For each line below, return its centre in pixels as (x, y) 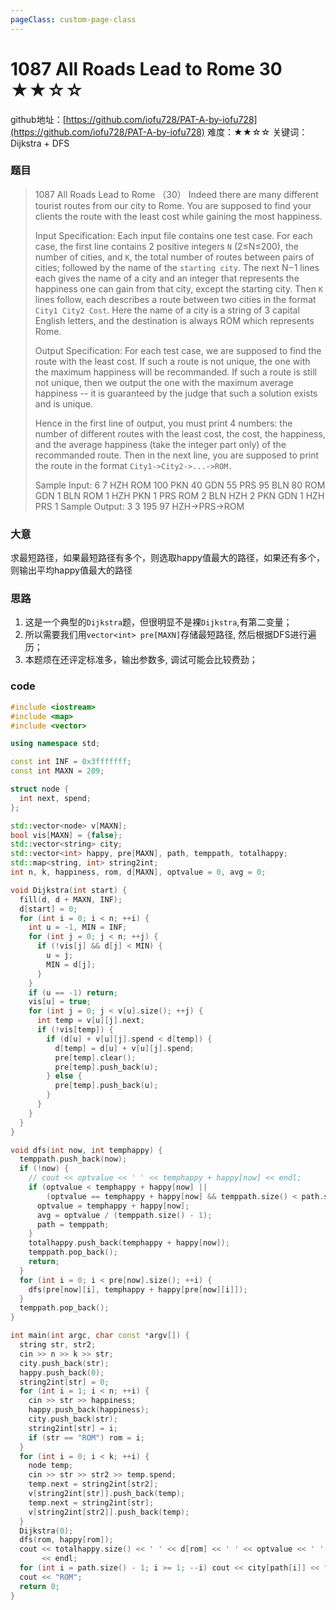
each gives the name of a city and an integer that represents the (167, 278)
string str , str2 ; (58, 1345)
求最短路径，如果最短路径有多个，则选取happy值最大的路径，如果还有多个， (167, 558)
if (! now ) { (44, 1169)
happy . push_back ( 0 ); (62, 1372)
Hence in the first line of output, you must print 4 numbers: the (163, 423)
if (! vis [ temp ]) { (75, 1030)
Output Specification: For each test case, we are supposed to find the (178, 350)
